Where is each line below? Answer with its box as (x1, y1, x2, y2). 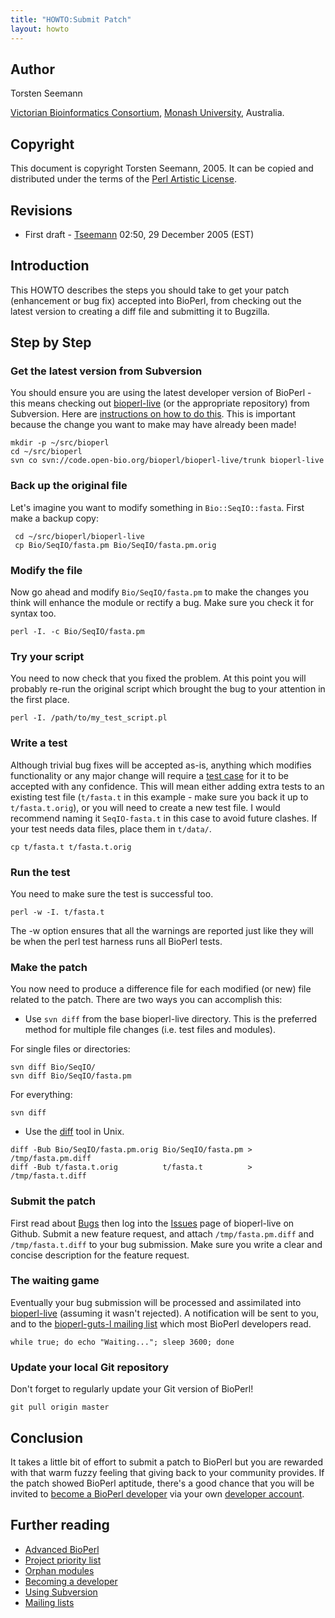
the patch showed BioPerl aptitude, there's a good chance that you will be (10, 1477, 315, 1489)
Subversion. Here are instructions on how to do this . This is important (10, 408, 296, 420)
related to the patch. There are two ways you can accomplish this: (10, 994, 283, 1006)
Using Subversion (24, 1586, 98, 1598)
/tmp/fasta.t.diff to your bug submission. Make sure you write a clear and (10, 1238, 323, 1250)
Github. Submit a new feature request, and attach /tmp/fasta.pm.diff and (10, 1227, 315, 1240)
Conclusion (10, 1429, 84, 1446)
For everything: (10, 1089, 73, 1101)
